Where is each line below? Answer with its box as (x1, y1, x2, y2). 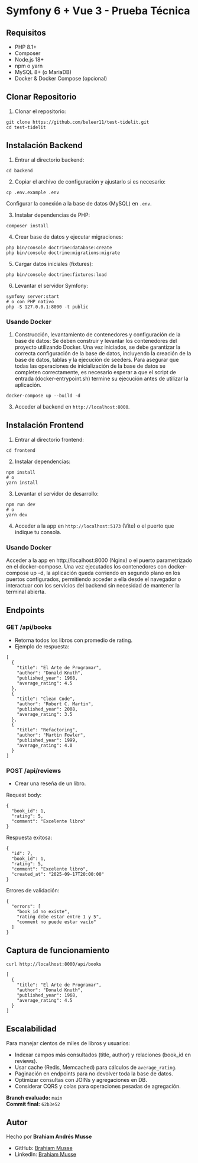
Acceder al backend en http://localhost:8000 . (14, 403, 130, 410)
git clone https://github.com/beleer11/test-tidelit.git (6, 119, 150, 125)
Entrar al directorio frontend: (14, 436, 85, 443)
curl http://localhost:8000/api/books (6, 961, 102, 967)
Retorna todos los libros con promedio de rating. (14, 637, 133, 644)
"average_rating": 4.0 (17, 742, 73, 748)
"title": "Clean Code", (17, 696, 76, 702)
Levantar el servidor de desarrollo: (14, 490, 99, 497)
